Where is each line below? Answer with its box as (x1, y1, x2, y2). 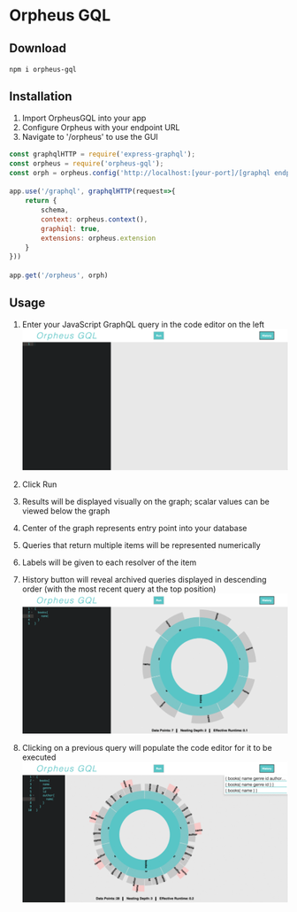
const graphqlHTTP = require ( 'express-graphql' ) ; (9, 150, 196, 158)
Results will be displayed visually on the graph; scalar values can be (21, 496, 270, 506)
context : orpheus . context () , (41, 214, 148, 224)
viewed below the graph (21, 506, 110, 516)
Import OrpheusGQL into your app (21, 112, 147, 123)
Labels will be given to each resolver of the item (21, 557, 197, 568)
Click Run (21, 479, 57, 490)
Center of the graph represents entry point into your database (21, 522, 247, 533)
